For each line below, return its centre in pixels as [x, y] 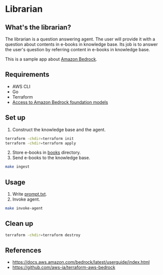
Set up [15, 118]
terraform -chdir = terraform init [40, 138]
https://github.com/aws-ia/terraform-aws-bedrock [64, 268]
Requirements [27, 75]
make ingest [17, 167]
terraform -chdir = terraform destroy [43, 235]
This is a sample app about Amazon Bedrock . [51, 59]
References [23, 251]
